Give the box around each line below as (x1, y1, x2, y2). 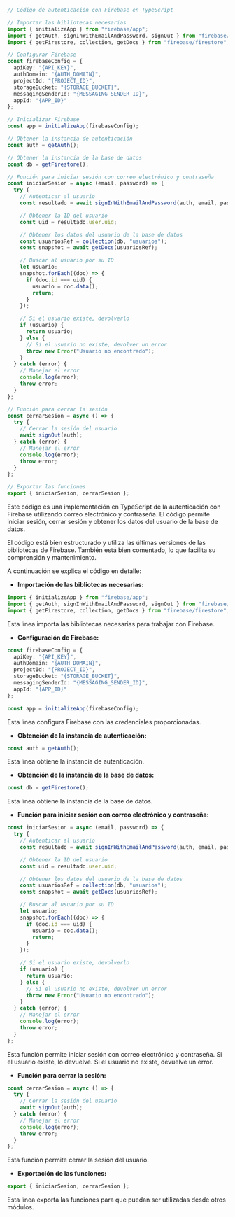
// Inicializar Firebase (7, 116, 80, 123)
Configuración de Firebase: (17, 633, 99, 642)
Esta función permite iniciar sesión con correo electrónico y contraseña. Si (7, 1050, 222, 1058)
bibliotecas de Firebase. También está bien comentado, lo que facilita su (7, 546, 216, 554)
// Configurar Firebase (7, 51, 77, 59)
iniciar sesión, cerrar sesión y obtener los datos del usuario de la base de (7, 518, 218, 526)
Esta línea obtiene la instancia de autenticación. (7, 757, 145, 766)
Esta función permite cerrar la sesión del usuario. (7, 1155, 149, 1165)
